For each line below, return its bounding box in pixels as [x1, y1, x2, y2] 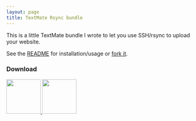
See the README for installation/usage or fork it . [6, 50, 128, 57]
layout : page [6, 9, 40, 15]
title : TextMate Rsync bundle [6, 15, 83, 21]
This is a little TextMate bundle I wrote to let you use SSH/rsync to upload [6, 31, 191, 38]
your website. [6, 38, 41, 45]
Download [6, 65, 38, 73]
